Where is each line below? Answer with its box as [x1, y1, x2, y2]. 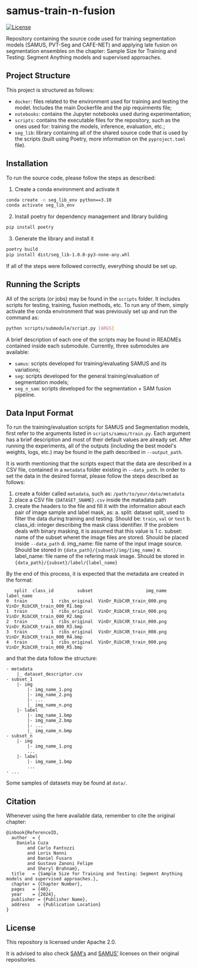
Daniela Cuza [16, 840, 49, 846]
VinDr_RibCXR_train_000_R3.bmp [6, 624, 83, 630]
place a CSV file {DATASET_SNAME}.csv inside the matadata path [14, 496, 166, 503]
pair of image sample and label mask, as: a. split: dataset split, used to [14, 509, 185, 516]
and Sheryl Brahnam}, [27, 866, 81, 872]
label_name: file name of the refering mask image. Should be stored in [14, 553, 185, 560]
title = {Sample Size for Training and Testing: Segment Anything [11, 871, 183, 877]
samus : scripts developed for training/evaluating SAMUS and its [14, 360, 167, 367]
